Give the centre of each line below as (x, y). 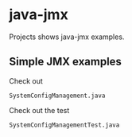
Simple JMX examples (66, 62)
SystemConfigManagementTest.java (64, 125)
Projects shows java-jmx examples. (67, 37)
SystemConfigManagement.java (57, 96)
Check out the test (39, 110)
